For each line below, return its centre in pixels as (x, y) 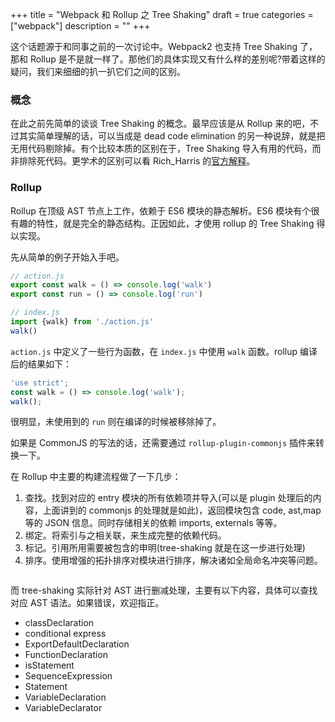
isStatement (49, 665)
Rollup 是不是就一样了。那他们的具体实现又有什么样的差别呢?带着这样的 (177, 59)
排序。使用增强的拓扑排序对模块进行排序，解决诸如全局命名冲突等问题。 (173, 560)
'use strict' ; (40, 383)
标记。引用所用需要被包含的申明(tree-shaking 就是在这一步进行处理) (165, 548)
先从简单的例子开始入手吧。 (67, 257)
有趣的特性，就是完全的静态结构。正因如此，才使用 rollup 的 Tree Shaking (162, 223)
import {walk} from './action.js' (82, 322)
